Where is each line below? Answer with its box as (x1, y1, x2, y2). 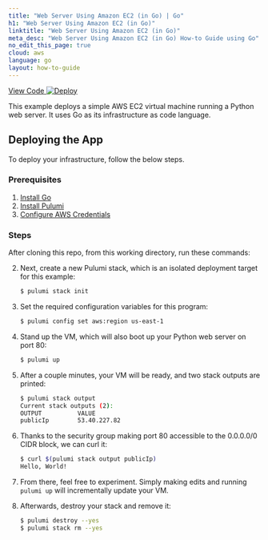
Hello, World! (19, 462, 67, 471)
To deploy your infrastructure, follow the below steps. (8, 154, 185, 164)
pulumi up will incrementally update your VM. (19, 486, 170, 495)
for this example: (19, 272, 76, 281)
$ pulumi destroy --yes (19, 517, 100, 525)
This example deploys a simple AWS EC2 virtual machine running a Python (8, 101, 254, 111)
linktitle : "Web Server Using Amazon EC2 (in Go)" (8, 26, 181, 34)
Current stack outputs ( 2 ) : (19, 401, 114, 409)
